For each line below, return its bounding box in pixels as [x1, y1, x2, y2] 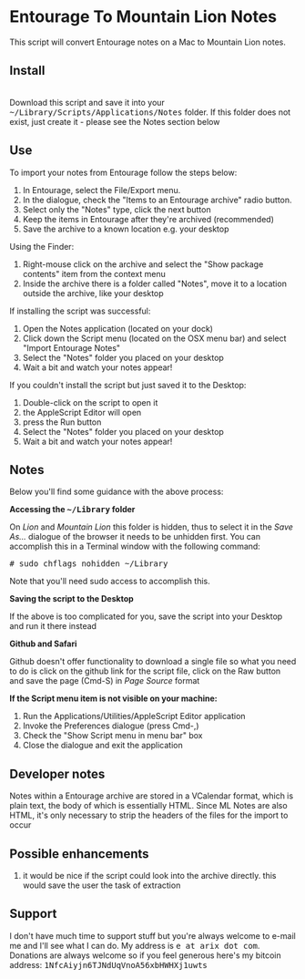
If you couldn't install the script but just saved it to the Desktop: [9, 379, 247, 390]
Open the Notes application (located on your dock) [22, 323, 214, 334]
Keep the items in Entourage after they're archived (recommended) [22, 213, 275, 224]
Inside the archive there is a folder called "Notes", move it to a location [22, 278, 287, 289]
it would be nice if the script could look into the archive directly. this [22, 871, 277, 881]
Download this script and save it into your [9, 97, 166, 108]
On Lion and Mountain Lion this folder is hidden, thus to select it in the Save [9, 521, 294, 532]
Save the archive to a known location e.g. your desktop [22, 223, 229, 234]
